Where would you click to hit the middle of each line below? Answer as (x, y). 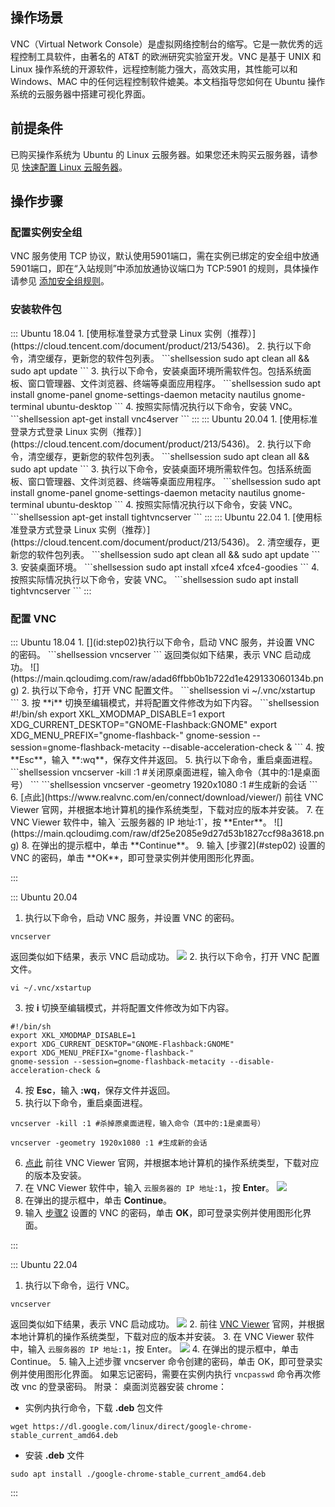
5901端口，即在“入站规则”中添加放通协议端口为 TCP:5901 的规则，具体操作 (165, 269)
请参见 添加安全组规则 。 (60, 281)
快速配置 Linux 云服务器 (70, 167)
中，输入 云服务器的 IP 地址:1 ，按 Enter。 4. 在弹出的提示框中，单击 (155, 1349)
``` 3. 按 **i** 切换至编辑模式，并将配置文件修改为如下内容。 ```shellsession (165, 702)
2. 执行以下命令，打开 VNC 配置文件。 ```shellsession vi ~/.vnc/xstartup (168, 690)
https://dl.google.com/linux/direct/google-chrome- (142, 1426)
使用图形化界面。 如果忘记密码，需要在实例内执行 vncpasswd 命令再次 (170, 1374)
